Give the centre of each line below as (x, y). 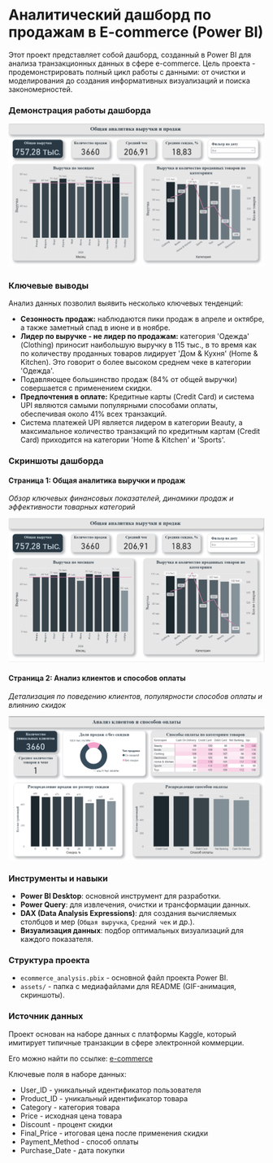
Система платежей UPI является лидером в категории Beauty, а (131, 423)
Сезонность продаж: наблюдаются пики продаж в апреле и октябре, (142, 319)
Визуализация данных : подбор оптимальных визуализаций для (132, 930)
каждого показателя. (56, 939)
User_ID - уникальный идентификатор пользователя (110, 1090)
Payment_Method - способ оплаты (80, 1141)
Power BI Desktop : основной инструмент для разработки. (121, 896)
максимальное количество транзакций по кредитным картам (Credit (140, 432)
